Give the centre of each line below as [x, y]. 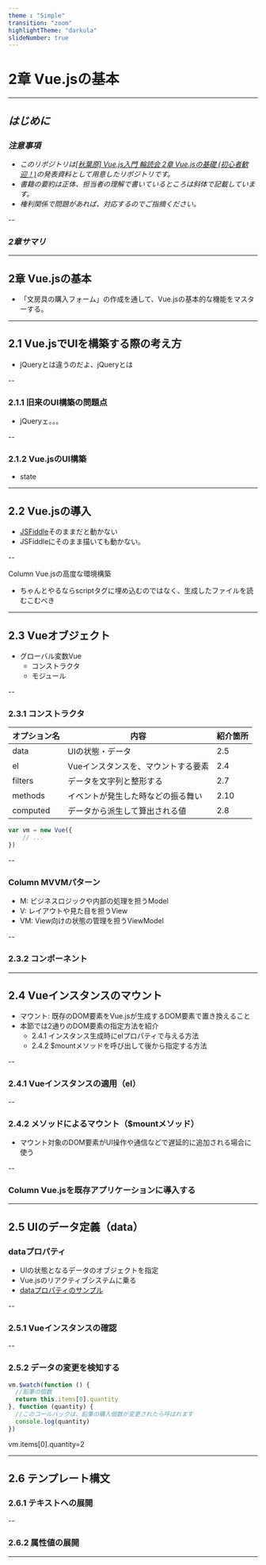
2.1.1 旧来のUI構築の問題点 [58, 402]
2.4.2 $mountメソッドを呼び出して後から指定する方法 [119, 1046]
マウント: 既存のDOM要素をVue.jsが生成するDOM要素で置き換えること [135, 1016]
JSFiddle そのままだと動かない [69, 531]
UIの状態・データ [100, 752]
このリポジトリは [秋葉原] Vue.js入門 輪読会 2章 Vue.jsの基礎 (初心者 [130, 164]
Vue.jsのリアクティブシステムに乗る [78, 1280]
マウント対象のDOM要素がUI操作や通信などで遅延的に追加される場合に [135, 1142]
